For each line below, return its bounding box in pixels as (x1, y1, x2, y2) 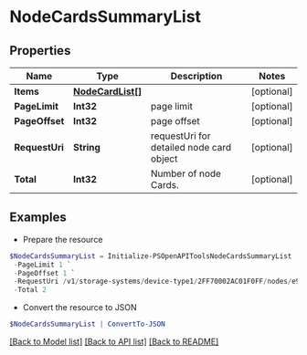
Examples (9, 210, 67, 225)
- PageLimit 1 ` (13, 260, 71, 269)
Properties (9, 43, 71, 58)
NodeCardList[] (72, 85, 143, 98)
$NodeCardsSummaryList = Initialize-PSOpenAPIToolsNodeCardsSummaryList (9, 251, 292, 261)
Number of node (150, 167, 222, 180)
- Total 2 (13, 286, 48, 295)
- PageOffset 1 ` (13, 268, 76, 277)
